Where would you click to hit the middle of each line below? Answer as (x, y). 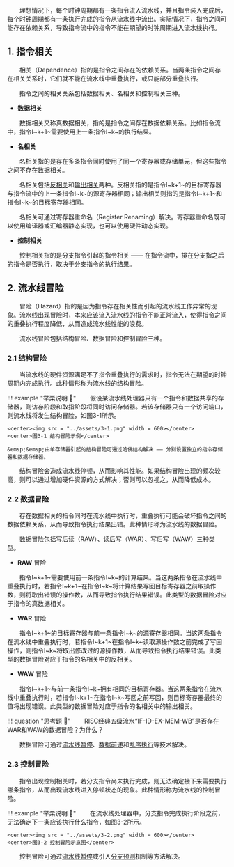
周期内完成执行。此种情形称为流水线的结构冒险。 (77, 383)
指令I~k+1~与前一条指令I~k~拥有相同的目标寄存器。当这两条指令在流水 (121, 689)
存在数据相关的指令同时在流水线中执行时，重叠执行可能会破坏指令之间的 (123, 516)
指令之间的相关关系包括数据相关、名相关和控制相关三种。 (102, 93)
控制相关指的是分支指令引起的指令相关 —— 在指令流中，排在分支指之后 (122, 255)
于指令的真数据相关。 (38, 604)
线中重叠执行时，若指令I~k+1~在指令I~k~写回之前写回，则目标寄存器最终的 (115, 698)
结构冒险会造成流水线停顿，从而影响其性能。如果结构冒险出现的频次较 (120, 470)
